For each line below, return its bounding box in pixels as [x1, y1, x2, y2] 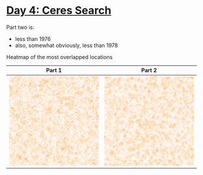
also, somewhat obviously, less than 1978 [14, 42, 118, 49]
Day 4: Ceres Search [6, 4, 112, 17]
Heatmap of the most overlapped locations [6, 53, 113, 60]
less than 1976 [14, 35, 51, 42]
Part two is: [6, 24, 34, 31]
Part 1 [46, 67, 62, 74]
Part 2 [141, 67, 157, 74]
